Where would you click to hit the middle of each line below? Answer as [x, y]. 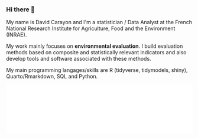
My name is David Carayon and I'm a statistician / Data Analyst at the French [99, 22]
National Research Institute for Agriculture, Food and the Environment [91, 28]
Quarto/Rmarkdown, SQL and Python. [52, 77]
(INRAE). [17, 35]
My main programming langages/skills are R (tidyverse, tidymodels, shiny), [97, 70]
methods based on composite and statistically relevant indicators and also [96, 52]
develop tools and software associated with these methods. [79, 59]
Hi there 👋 [21, 9]
